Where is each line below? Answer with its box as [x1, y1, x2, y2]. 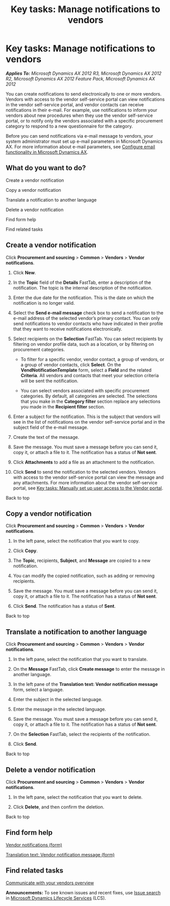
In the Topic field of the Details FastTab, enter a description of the [13, 279, 151, 285]
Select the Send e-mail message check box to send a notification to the [13, 310, 163, 316]
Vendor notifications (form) [6, 842, 62, 848]
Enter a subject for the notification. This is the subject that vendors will [13, 414, 161, 420]
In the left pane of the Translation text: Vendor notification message [13, 681, 158, 687]
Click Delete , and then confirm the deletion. [13, 804, 105, 810]
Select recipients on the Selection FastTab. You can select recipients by [13, 336, 163, 342]
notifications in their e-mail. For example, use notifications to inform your [6, 107, 157, 113]
